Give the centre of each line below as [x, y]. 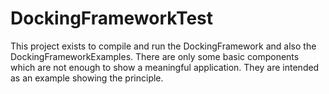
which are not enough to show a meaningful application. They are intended [165, 67]
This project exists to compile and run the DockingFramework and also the [163, 46]
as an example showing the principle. [87, 78]
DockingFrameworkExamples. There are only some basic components [155, 56]
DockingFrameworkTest [112, 18]
